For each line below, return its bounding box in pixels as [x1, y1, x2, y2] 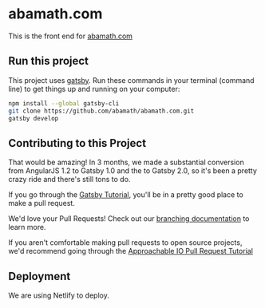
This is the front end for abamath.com [8, 31, 133, 41]
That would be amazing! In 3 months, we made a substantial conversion [8, 157, 245, 168]
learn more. [8, 223, 46, 232]
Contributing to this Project [8, 136, 146, 150]
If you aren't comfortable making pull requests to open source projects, [8, 238, 243, 247]
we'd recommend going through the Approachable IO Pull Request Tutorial [8, 247, 254, 256]
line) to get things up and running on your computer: [8, 84, 180, 93]
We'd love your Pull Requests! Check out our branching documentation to [8, 214, 250, 223]
